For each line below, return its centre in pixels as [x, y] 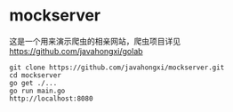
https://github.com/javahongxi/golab [76, 51]
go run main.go [37, 91]
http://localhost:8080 [51, 99]
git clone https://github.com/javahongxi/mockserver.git [117, 68]
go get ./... [33, 83]
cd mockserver [36, 75]
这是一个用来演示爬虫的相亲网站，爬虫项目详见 [95, 41]
